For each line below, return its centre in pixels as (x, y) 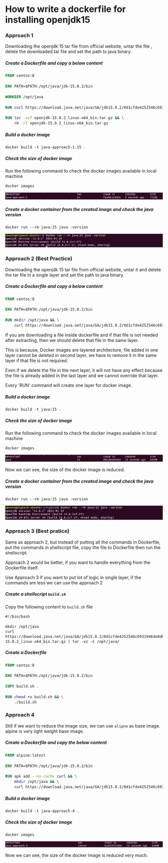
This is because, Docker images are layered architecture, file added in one (82, 350)
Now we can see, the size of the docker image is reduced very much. (77, 855)
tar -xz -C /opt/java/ (96, 641)
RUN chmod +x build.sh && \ (34, 697)
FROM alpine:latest (25, 755)
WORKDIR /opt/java (24, 97)
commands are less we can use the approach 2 (54, 582)
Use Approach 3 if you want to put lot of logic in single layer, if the (73, 577)
